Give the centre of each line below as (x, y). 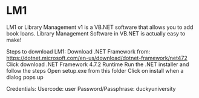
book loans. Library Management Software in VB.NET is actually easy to (96, 33)
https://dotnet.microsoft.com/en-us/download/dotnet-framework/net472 (97, 58)
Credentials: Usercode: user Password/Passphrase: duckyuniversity (91, 88)
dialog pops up (25, 77)
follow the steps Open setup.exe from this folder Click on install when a (95, 70)
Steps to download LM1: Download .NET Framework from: (78, 51)
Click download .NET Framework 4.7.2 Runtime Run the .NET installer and (98, 64)
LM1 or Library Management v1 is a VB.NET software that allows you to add (100, 27)
